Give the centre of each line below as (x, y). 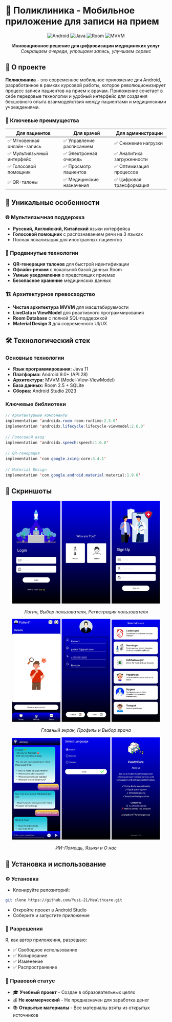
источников (25, 1015)
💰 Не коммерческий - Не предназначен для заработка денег (81, 1000)
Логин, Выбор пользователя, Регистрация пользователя (86, 611)
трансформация (132, 185)
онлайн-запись (25, 146)
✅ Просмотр (77, 166)
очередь (73, 160)
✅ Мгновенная (24, 140)
